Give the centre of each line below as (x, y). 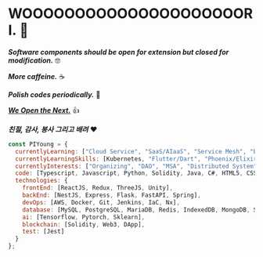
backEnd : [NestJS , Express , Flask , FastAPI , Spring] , (112, 195)
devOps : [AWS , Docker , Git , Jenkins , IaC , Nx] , (101, 202)
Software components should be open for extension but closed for (119, 52)
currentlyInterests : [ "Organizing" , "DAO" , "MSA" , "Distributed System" (136, 166)
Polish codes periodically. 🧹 (54, 94)
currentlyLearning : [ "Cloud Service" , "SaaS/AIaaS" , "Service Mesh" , (131, 151)
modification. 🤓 (34, 60)
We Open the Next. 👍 (44, 110)
